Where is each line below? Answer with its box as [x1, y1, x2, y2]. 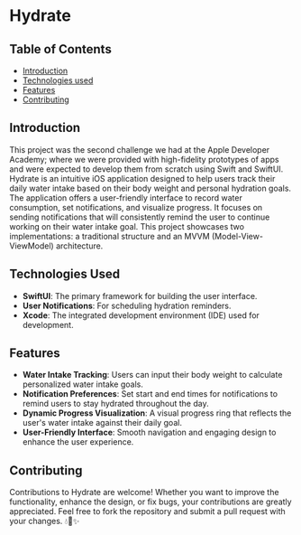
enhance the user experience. [22, 436, 134, 447]
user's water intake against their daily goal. [22, 418, 183, 428]
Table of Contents [9, 42, 113, 57]
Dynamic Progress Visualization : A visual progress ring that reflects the [22, 408, 292, 418]
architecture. [55, 240, 104, 251]
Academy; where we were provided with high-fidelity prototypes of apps [9, 154, 279, 164]
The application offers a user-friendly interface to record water [9, 192, 243, 203]
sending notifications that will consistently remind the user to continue [9, 211, 270, 222]
